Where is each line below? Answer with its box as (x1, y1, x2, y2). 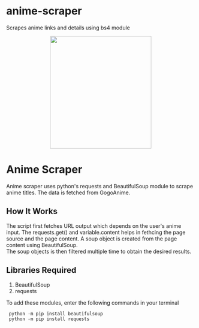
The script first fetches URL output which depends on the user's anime (6, 222, 182, 229)
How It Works (6, 206, 58, 216)
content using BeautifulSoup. (6, 241, 78, 248)
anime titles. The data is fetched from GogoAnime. (6, 189, 131, 196)
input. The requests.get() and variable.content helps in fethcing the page (6, 228, 186, 236)
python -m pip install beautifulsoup (8, 311, 103, 317)
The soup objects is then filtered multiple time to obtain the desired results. (6, 248, 192, 255)
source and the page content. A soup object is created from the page (6, 235, 177, 242)
